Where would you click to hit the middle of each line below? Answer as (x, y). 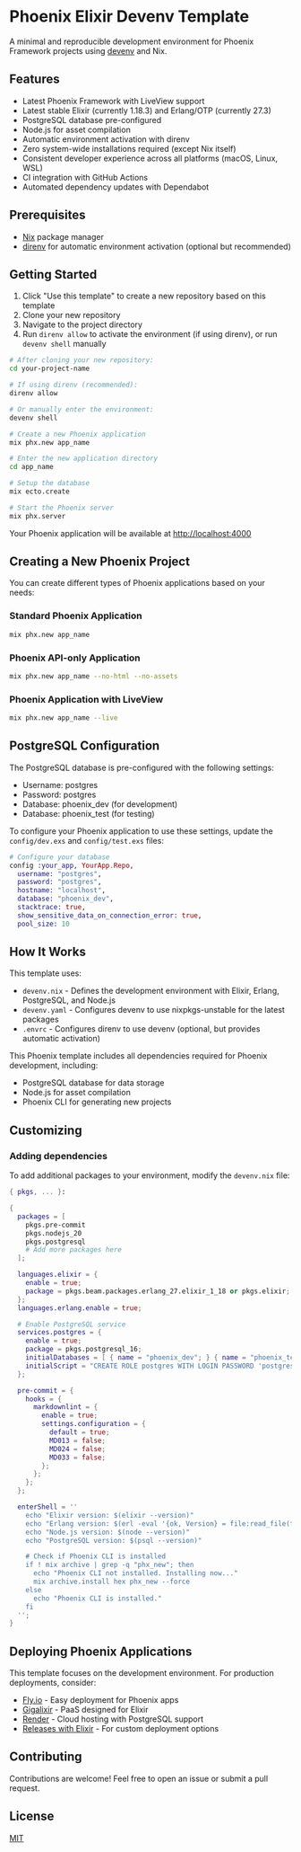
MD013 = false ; (77, 1440)
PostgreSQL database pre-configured (92, 120)
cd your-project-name (50, 369)
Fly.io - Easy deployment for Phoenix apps (100, 1700)
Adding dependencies (58, 1156)
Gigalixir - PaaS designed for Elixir (85, 1710)
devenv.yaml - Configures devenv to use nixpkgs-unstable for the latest (153, 1010)
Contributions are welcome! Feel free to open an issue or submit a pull (139, 1778)
